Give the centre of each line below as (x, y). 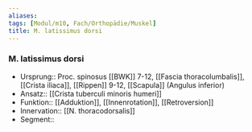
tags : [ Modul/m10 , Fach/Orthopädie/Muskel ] (83, 23)
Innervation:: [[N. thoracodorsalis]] (77, 110)
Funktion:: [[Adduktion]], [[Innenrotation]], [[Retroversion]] (117, 102)
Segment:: (37, 119)
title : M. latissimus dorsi (56, 31)
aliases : (23, 16)
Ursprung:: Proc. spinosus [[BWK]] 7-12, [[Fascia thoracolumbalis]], (132, 76)
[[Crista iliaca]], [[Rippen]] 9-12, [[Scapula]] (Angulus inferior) (122, 85)
